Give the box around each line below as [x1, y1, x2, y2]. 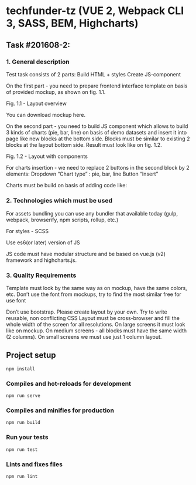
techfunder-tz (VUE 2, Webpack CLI [6, 4, 184, 18]
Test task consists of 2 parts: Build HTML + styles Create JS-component [6, 70, 181, 78]
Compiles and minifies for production [6, 406, 114, 415]
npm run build [6, 420, 41, 426]
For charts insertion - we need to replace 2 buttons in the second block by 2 [6, 164, 190, 171]
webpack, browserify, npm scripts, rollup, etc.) [6, 216, 119, 223]
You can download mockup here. [6, 111, 86, 118]
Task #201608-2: [6, 40, 70, 50]
